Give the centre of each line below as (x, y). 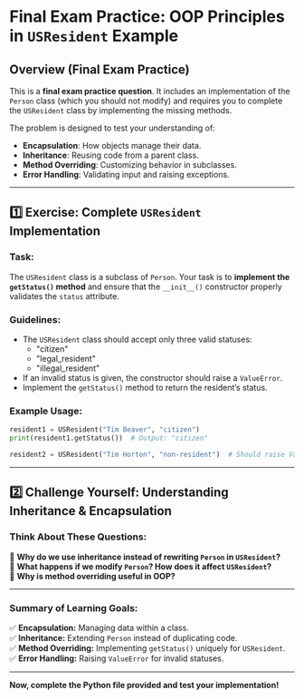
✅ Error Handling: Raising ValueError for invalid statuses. (117, 658)
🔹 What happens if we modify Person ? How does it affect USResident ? (141, 566)
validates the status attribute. (64, 296)
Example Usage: (46, 411)
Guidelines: (35, 319)
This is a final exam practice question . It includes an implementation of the (150, 91)
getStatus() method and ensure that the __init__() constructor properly (146, 286)
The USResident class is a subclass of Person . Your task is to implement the (150, 277)
